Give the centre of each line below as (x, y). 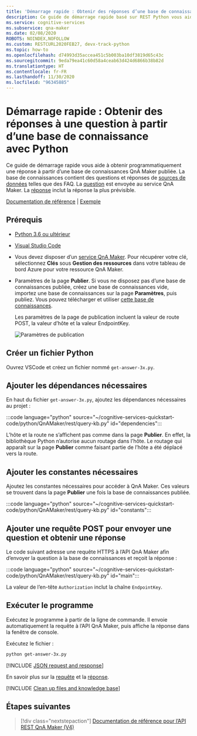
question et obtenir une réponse (66, 538)
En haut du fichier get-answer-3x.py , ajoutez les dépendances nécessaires (96, 400)
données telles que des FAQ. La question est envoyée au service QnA (90, 184)
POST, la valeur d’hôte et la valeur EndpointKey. (72, 323)
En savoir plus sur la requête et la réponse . (58, 677)
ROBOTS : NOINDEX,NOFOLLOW (38, 39)
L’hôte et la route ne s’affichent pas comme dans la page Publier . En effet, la (98, 435)
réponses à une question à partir (87, 124)
